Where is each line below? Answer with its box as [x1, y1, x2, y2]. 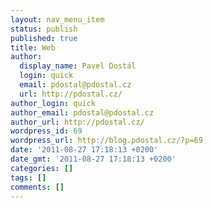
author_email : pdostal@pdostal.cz [10, 107, 155, 118]
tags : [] [10, 172, 47, 183]
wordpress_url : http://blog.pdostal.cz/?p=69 [10, 136, 203, 146]
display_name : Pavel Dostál [19, 61, 137, 71]
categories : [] [10, 163, 74, 173]
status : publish [10, 24, 78, 34]
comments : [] [10, 182, 65, 192]
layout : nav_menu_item [10, 14, 105, 25]
